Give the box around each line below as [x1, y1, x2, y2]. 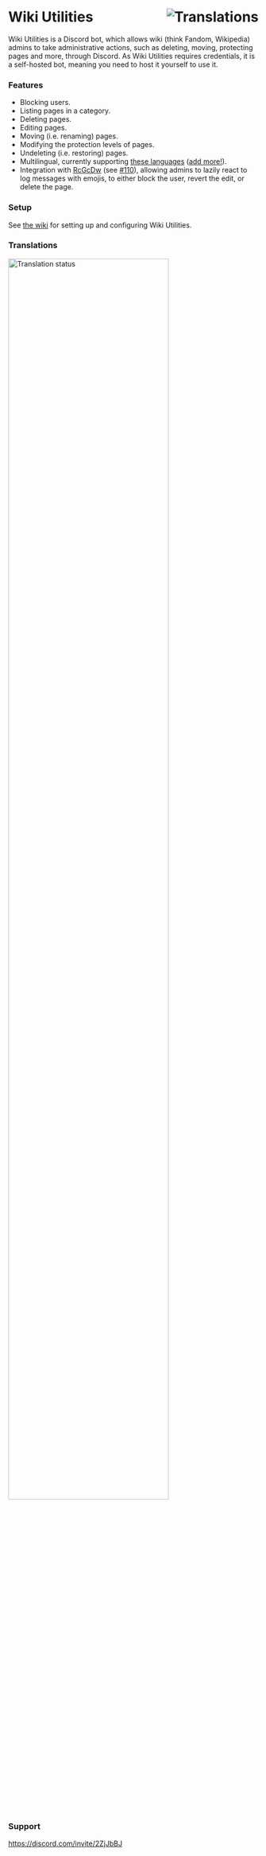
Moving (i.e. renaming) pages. [19, 131, 118, 141]
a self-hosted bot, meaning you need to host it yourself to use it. [8, 60, 218, 69]
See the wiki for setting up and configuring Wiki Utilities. [8, 220, 192, 230]
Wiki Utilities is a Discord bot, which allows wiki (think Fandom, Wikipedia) [8, 34, 250, 44]
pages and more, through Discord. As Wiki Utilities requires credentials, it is [8, 51, 256, 60]
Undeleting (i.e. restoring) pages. [19, 148, 129, 158]
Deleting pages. [19, 115, 72, 124]
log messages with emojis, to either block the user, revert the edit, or [19, 173, 245, 183]
